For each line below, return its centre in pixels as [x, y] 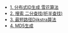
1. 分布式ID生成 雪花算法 [34, 7]
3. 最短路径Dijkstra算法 [33, 19]
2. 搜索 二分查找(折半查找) [36, 13]
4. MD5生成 [21, 26]
